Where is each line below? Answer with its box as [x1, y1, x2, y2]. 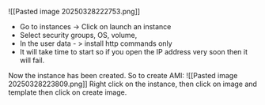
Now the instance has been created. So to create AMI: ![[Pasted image [8, 71, 238, 80]
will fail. [19, 55, 45, 65]
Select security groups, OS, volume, [19, 31, 138, 39]
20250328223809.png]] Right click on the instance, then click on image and [8, 79, 257, 88]
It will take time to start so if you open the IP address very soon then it [19, 47, 248, 56]
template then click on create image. [8, 88, 127, 97]
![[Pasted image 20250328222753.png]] [8, 7, 141, 16]
